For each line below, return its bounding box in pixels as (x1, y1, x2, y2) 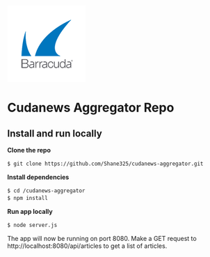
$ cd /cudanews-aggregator (7, 187, 86, 194)
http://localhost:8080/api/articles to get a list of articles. (7, 242, 168, 250)
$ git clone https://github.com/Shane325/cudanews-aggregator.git (7, 160, 204, 167)
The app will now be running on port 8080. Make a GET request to (7, 234, 197, 242)
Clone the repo (7, 146, 51, 154)
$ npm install (7, 194, 49, 201)
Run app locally (7, 207, 54, 215)
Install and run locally (7, 127, 102, 139)
